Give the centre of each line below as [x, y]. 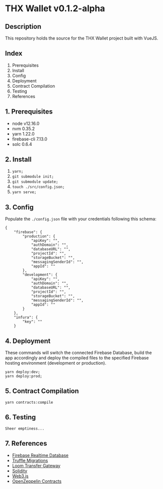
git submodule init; [33, 177]
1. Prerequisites [29, 112]
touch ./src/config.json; [38, 187]
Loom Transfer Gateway [36, 466]
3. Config [19, 207]
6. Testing [20, 417]
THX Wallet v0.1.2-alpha [55, 9]
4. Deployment [28, 341]
